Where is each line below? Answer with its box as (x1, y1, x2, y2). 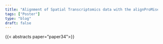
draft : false (5, 20, 32, 26)
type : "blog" (5, 16, 32, 21)
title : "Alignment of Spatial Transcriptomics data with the (5, 7, 131, 12)
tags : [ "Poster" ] (5, 12, 40, 16)
